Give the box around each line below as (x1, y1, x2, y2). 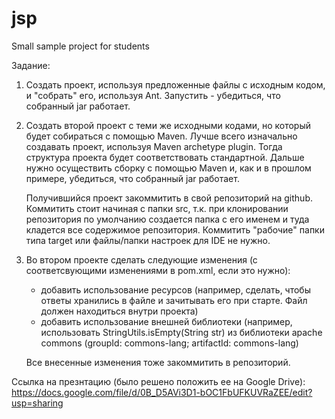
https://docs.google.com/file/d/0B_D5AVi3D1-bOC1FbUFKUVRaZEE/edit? (11, 386, 313, 398)
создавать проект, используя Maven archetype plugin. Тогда (25, 140, 283, 152)
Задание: (11, 59, 51, 71)
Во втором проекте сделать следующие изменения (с (25, 253, 258, 266)
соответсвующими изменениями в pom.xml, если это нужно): (25, 264, 291, 276)
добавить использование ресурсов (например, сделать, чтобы (40, 283, 311, 296)
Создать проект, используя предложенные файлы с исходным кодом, (25, 78, 326, 91)
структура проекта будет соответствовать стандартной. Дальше (25, 151, 305, 163)
